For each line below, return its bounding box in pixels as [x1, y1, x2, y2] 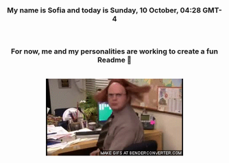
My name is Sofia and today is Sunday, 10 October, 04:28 [7, 5, 202, 15]
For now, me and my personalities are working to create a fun [10, 47, 219, 56]
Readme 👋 [97, 55, 132, 65]
